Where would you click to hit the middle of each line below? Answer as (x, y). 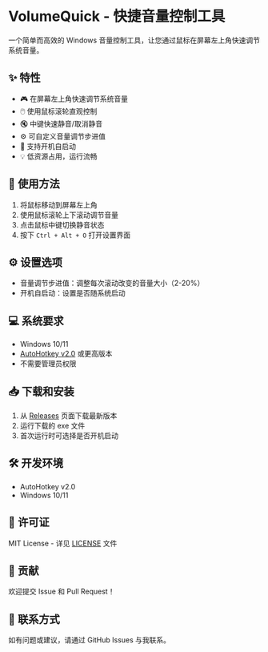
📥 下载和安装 (41, 391)
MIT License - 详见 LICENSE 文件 (63, 543)
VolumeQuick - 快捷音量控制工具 (117, 16)
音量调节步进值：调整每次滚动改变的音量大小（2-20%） (112, 283)
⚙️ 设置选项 (35, 262)
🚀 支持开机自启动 (48, 146)
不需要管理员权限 (48, 364)
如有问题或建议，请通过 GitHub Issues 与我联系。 (89, 640)
